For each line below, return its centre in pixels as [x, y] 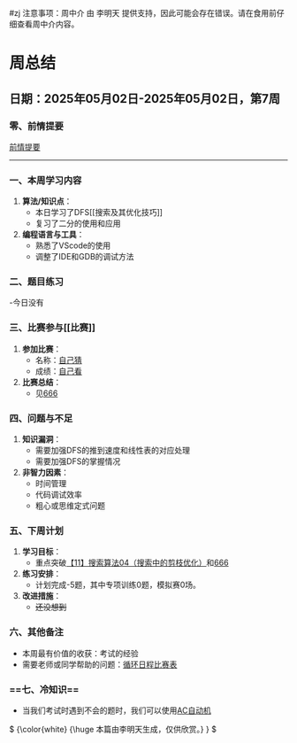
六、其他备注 [37, 632]
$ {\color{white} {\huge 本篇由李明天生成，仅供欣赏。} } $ [113, 729]
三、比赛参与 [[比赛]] [52, 328]
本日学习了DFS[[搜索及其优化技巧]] [99, 213]
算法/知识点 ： [47, 201]
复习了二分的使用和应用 [78, 223]
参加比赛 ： [42, 349]
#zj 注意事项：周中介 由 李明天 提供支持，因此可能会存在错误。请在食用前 [143, 13]
